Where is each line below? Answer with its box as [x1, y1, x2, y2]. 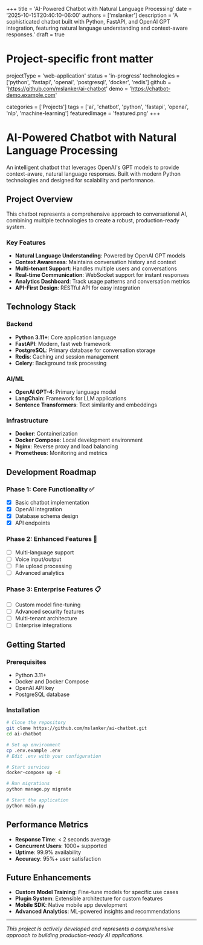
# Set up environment [6, 741, 61, 748]
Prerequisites [6, 657, 47, 666]
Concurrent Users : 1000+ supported [14, 842, 108, 849]
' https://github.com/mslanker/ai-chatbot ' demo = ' [6, 85, 132, 92]
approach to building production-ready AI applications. [6, 932, 144, 939]
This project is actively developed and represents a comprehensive [6, 925, 174, 932]
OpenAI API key [14, 684, 54, 691]
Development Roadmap [6, 466, 97, 477]
